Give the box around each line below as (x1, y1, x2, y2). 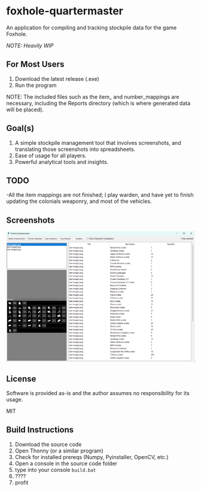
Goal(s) (6, 123, 35, 133)
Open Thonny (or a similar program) (14, 447, 103, 454)
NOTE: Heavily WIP (6, 42, 54, 49)
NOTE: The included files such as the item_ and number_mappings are (6, 93, 179, 100)
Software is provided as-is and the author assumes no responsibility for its (6, 389, 190, 396)
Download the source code (14, 441, 82, 448)
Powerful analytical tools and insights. (14, 158, 109, 165)
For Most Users (6, 59, 65, 69)
